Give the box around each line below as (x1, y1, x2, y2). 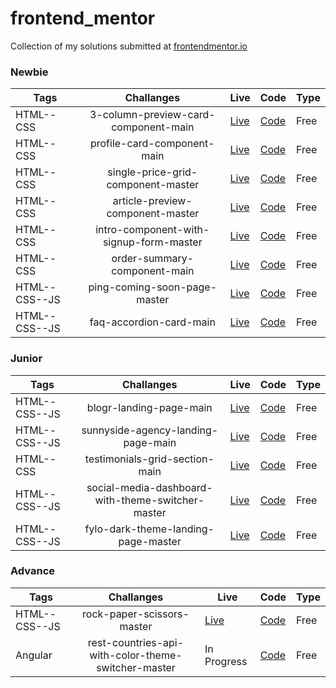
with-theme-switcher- (94, 493, 205, 507)
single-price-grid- (107, 165, 198, 179)
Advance (10, 564, 56, 578)
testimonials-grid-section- (84, 452, 215, 466)
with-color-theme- (89, 648, 183, 662)
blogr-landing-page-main (86, 400, 213, 414)
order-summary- (111, 252, 195, 266)
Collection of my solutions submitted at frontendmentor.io (10, 40, 248, 52)
